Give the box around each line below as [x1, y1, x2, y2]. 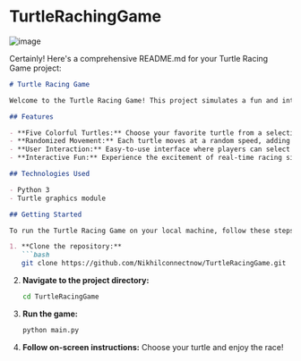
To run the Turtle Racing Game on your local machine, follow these [9, 226, 271, 235]
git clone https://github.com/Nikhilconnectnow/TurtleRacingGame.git [21, 259, 287, 268]
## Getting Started [9, 210, 82, 219]
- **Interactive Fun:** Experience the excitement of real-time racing [9, 154, 282, 163]
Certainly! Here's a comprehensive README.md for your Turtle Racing [9, 53, 269, 63]
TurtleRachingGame [9, 6, 162, 27]
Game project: [9, 63, 62, 73]
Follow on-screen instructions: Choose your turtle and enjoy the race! [21, 341, 284, 352]
